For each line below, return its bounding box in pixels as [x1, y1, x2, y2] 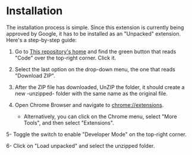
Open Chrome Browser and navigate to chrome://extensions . [14, 101, 164, 108]
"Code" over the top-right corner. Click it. [14, 54, 117, 61]
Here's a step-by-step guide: [6, 36, 77, 43]
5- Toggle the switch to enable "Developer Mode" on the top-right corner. [6, 131, 187, 138]
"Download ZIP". [14, 72, 55, 79]
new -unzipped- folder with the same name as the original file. [14, 90, 168, 97]
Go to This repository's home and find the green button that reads [14, 48, 177, 55]
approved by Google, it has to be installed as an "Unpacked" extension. [6, 30, 181, 37]
